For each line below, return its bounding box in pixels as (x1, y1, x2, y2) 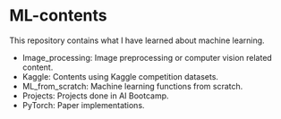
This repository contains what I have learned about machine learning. (9, 35, 266, 46)
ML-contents (9, 5, 107, 26)
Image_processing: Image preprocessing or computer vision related (21, 52, 273, 63)
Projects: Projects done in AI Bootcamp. (21, 90, 169, 101)
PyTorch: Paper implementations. (21, 99, 145, 110)
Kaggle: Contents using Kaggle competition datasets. (21, 71, 219, 81)
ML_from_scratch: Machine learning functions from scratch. (21, 81, 243, 91)
